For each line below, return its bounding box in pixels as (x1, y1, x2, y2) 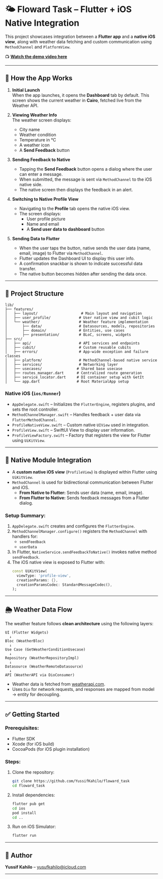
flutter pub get (12, 801, 45, 806)
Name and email (26, 221, 59, 227)
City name (19, 126, 40, 132)
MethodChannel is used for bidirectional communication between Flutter (12, 479, 154, 485)
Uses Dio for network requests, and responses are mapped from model (12, 686, 155, 692)
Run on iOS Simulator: (12, 824, 56, 829)
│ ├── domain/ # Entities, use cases (5, 328, 125, 333)
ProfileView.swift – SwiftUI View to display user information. (12, 427, 135, 433)
